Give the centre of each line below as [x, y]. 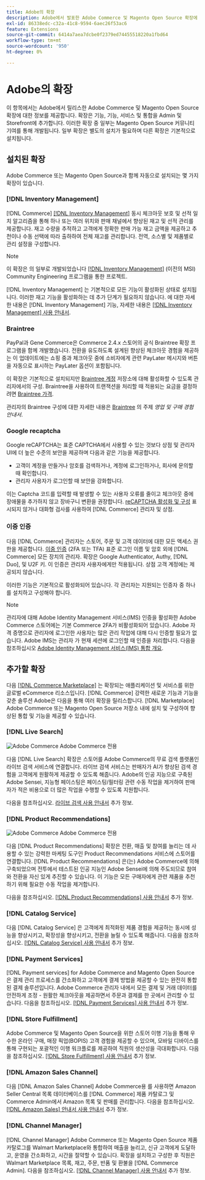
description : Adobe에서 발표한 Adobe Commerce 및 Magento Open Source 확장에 [102, 18]
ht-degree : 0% [24, 52]
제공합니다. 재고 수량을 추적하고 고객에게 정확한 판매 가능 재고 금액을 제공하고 [99, 228]
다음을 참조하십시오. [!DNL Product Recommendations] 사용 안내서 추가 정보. [100, 897]
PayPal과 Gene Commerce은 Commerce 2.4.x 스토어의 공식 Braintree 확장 [98, 343]
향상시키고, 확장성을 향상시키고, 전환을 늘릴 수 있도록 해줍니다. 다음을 [100, 935]
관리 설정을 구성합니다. [33, 244]
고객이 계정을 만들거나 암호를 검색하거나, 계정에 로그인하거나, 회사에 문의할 [104, 465]
